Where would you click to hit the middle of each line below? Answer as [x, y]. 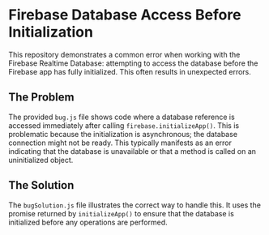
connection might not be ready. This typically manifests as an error [120, 143]
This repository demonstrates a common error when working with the [124, 54]
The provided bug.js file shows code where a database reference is [122, 117]
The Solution [41, 185]
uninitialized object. [41, 160]
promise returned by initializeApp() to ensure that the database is [122, 213]
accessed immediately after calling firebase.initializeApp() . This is [124, 125]
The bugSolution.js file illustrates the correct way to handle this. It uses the [135, 205]
